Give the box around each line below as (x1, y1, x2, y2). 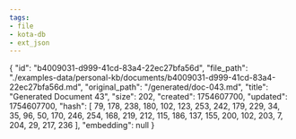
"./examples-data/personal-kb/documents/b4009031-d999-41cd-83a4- (9, 73, 276, 83)
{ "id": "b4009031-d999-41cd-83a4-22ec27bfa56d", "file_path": (9, 63, 248, 74)
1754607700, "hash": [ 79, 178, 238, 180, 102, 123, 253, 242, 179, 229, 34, (9, 100, 281, 112)
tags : (9, 13, 30, 22)
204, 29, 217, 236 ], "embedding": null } (9, 120, 155, 131)
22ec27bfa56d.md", (9, 82, 83, 92)
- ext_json (9, 38, 50, 48)
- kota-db (9, 30, 47, 39)
